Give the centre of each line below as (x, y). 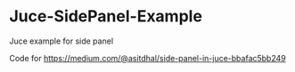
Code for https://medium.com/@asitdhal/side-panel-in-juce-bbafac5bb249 (148, 58)
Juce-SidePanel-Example (106, 16)
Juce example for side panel (61, 41)
